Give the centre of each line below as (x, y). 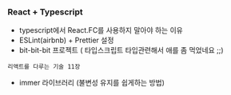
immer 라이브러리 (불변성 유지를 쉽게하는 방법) (92, 83)
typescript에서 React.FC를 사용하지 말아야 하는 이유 (101, 30)
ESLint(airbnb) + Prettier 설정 (66, 40)
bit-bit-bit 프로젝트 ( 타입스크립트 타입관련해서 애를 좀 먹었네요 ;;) (121, 50)
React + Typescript (45, 12)
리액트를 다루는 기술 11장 (44, 67)
